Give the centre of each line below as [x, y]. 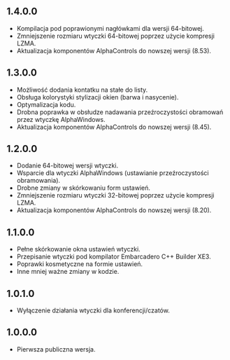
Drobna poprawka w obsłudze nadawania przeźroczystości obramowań [120, 112]
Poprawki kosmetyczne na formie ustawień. [80, 264]
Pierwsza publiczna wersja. [56, 349]
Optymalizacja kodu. [46, 104]
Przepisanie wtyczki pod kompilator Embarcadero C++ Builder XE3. [114, 257]
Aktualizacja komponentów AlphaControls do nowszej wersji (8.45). [114, 127]
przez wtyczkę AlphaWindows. [61, 119]
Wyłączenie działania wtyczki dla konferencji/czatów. [93, 310]
